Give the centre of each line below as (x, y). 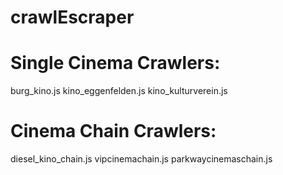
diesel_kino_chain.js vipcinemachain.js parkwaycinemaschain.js (141, 159)
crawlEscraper (72, 17)
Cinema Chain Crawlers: (113, 131)
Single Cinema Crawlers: (115, 63)
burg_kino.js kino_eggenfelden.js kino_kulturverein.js (119, 91)
